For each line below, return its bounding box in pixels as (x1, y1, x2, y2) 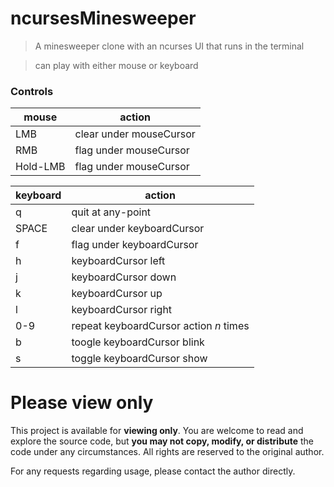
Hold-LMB (15, 160, 66, 174)
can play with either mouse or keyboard (34, 59, 199, 71)
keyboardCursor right (71, 303, 173, 317)
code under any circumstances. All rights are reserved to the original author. (10, 446, 325, 458)
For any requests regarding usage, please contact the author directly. (10, 465, 296, 477)
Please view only (10, 392, 154, 414)
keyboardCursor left (71, 254, 166, 268)
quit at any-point (71, 205, 152, 219)
